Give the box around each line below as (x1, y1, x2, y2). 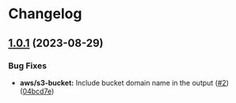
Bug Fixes (8, 60, 48, 71)
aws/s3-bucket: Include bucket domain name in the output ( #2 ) (19, 78, 230, 87)
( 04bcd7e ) (19, 86, 55, 96)
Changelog (8, 5, 82, 23)
